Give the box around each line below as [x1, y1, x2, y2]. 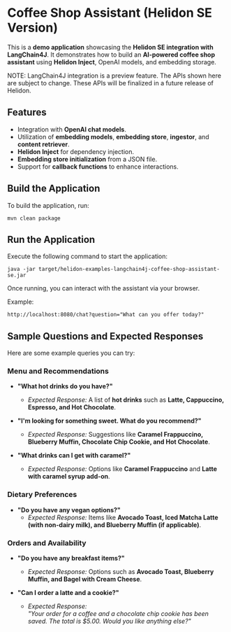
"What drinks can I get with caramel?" [17, 451, 131, 460]
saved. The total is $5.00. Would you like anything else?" [27, 617, 192, 626]
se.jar [7, 272, 27, 279]
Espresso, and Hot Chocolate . [27, 403, 117, 412]
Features [7, 106, 47, 118]
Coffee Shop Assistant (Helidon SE [7, 5, 213, 21]
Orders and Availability [7, 538, 87, 547]
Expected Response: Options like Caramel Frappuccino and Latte [27, 465, 218, 473]
